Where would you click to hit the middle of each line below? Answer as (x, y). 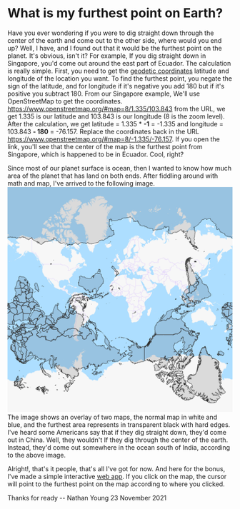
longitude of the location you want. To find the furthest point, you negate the (120, 78)
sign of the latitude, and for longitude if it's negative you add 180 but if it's (116, 86)
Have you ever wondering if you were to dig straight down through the (111, 33)
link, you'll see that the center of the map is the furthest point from (105, 146)
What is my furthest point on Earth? (115, 13)
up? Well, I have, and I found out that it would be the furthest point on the (115, 48)
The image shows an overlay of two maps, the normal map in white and (112, 417)
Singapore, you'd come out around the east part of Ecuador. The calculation (119, 63)
